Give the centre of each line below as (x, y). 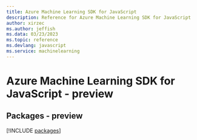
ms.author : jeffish (31, 29)
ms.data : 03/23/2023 (32, 34)
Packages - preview (45, 116)
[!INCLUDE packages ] (34, 130)
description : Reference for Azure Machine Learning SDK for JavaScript (98, 17)
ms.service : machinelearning (43, 51)
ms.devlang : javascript (36, 46)
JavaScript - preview (60, 94)
